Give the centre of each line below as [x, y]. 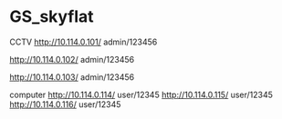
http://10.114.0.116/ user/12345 [65, 104]
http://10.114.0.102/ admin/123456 [72, 59]
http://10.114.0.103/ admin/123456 [72, 77]
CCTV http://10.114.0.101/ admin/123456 [84, 42]
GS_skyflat [52, 17]
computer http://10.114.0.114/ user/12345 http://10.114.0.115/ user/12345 [141, 94]
